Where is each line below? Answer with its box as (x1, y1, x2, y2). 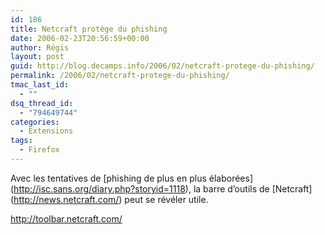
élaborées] (208, 172, 254, 184)
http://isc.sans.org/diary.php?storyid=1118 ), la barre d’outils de (13, 182, 270, 195)
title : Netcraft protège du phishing (10, 24, 168, 34)
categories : (10, 117, 60, 127)
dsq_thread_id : (10, 98, 74, 108)
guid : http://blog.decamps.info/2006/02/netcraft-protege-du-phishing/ (10, 61, 315, 71)
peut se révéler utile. (124, 193, 209, 205)
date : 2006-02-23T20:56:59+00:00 (10, 33, 150, 43)
